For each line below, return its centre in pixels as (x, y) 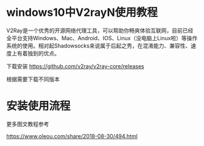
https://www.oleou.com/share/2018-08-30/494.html (72, 136)
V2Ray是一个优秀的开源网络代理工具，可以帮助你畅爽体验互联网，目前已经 (100, 30)
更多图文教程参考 (28, 124)
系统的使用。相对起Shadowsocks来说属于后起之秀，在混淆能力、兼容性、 (99, 46)
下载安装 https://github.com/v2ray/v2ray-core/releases (75, 66)
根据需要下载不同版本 (33, 79)
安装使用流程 (39, 106)
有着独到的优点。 (38, 53)
